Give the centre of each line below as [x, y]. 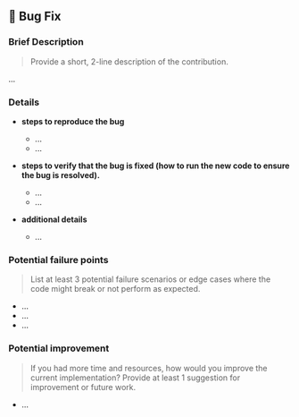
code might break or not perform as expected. [115, 289]
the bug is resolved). [60, 174]
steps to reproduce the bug [73, 121]
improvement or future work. [83, 387]
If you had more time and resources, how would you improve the [149, 368]
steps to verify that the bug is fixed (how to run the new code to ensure [155, 166]
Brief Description [46, 42]
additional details [54, 219]
